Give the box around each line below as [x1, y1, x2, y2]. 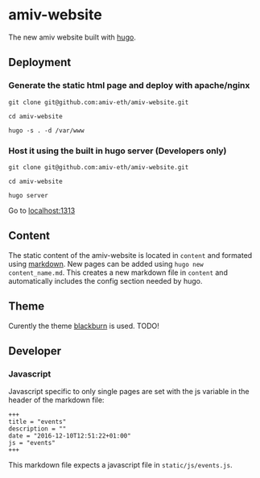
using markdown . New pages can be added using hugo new [8, 259, 204, 268]
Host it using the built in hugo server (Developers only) [8, 145, 227, 156]
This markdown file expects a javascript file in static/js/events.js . [8, 460, 233, 470]
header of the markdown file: [8, 395, 105, 405]
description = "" [8, 425, 67, 433]
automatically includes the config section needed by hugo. [8, 276, 203, 285]
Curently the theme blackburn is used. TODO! [8, 321, 159, 330]
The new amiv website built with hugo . [8, 32, 137, 42]
